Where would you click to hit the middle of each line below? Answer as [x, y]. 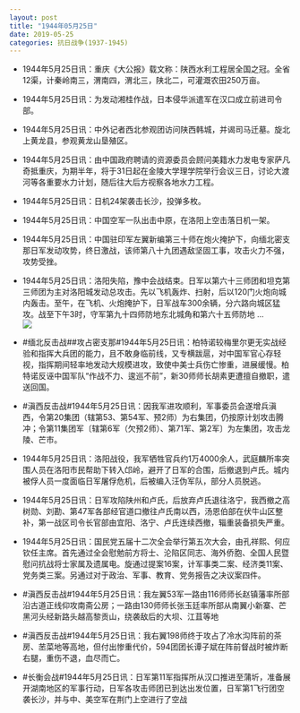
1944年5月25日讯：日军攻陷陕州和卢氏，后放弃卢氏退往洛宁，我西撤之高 [156, 500]
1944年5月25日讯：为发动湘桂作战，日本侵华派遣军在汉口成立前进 [144, 99]
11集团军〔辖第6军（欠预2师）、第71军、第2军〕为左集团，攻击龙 [172, 429]
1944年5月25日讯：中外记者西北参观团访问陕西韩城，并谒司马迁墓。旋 [152, 130]
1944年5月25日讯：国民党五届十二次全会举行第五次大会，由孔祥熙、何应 [156, 542]
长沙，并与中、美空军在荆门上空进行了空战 [109, 700]
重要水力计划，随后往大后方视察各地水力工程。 [133, 182]
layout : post [34, 17]
